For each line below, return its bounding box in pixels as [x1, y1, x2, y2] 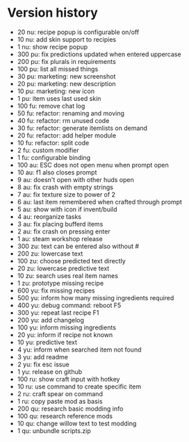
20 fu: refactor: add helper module [17, 131, 117, 140]
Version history [7, 5, 99, 21]
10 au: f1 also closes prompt [17, 168, 97, 177]
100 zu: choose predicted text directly [17, 256, 126, 265]
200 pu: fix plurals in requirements [17, 57, 116, 65]
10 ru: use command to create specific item [17, 382, 141, 391]
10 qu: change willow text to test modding [17, 419, 137, 427]
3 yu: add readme [17, 352, 68, 361]
